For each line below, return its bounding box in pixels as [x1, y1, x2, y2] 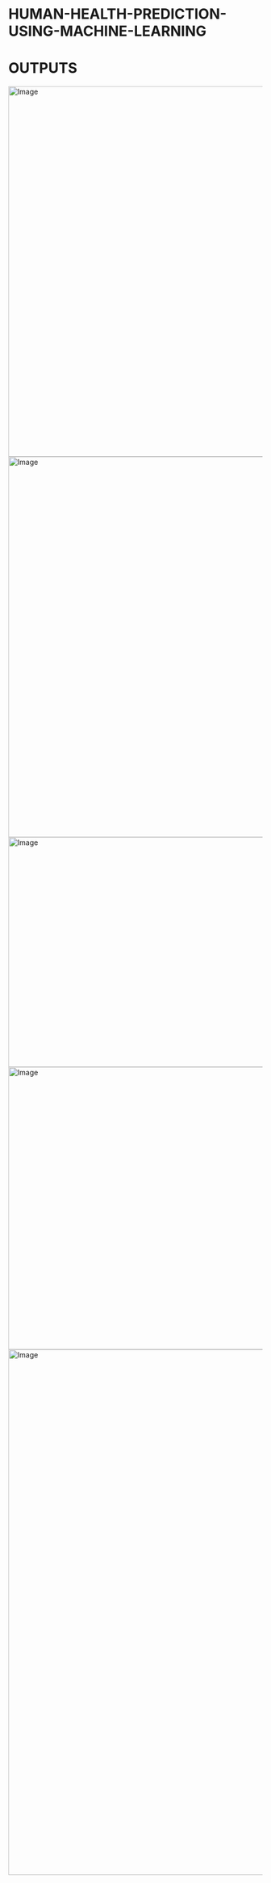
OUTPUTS [8, 59, 78, 78]
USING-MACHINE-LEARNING [8, 22, 207, 40]
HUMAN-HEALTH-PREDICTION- [8, 5, 227, 23]
